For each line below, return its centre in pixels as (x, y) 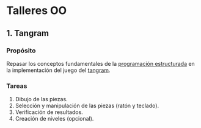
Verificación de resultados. (49, 112)
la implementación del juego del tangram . (58, 70)
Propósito (21, 51)
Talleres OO (37, 11)
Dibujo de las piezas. (42, 99)
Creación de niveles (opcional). (54, 119)
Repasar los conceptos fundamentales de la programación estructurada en (101, 63)
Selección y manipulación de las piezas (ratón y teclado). (87, 106)
